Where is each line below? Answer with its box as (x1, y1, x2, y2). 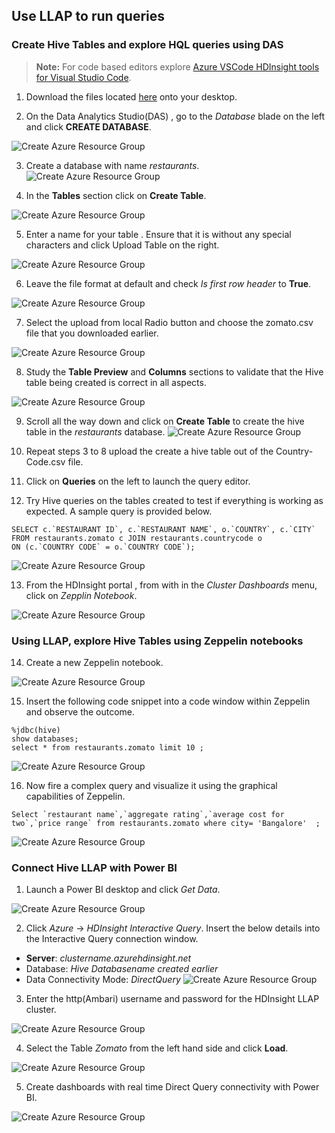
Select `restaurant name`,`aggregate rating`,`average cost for (11, 809, 285, 819)
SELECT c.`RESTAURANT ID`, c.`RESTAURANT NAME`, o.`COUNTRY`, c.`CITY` (11, 524, 316, 534)
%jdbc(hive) (11, 725, 61, 735)
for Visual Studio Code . (35, 71, 132, 83)
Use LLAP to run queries (11, 8, 166, 25)
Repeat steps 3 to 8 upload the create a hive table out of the (25, 445, 274, 457)
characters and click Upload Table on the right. (25, 239, 220, 251)
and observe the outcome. (25, 705, 136, 718)
